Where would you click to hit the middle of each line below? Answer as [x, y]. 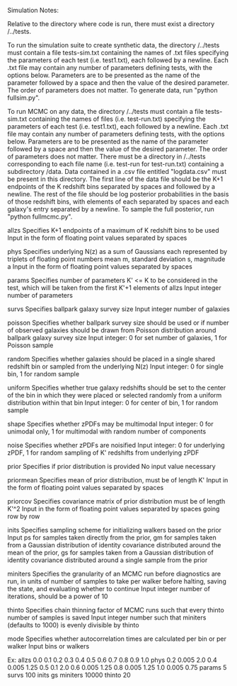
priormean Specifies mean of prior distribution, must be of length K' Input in [118, 480]
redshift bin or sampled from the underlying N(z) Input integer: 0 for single [116, 366]
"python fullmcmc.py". [40, 216]
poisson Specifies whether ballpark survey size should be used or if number [118, 322]
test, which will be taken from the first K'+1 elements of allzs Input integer [114, 288]
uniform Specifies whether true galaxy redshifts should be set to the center [117, 388]
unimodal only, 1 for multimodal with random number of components [107, 431]
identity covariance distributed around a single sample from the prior [108, 560]
